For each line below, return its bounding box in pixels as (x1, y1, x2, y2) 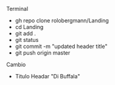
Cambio (6, 61, 26, 68)
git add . (15, 30, 37, 37)
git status (15, 36, 39, 43)
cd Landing (15, 24, 44, 30)
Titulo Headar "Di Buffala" (15, 73, 80, 80)
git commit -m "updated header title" (15, 42, 108, 50)
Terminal (6, 5, 29, 12)
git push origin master (15, 49, 71, 56)
